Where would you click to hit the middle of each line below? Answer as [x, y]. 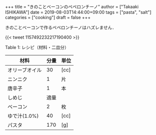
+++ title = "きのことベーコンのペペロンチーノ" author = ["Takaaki [72, 7]
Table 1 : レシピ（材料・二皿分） [37, 47]
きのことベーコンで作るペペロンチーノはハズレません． [61, 27]
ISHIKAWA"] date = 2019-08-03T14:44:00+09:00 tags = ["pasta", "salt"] [78, 12]
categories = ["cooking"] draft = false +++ [48, 17]
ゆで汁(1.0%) [23, 116]
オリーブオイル [25, 70]
